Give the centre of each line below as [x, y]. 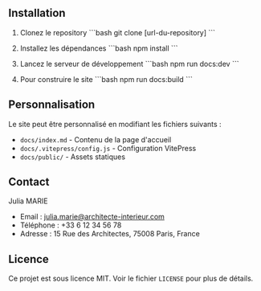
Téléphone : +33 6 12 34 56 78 [71, 225]
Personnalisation [52, 105]
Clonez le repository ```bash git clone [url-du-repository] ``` [117, 32]
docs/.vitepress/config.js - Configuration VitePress [108, 148]
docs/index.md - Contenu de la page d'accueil [96, 139]
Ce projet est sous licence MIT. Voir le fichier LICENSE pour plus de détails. [131, 279]
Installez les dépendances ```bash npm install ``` [99, 48]
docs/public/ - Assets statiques [73, 157]
